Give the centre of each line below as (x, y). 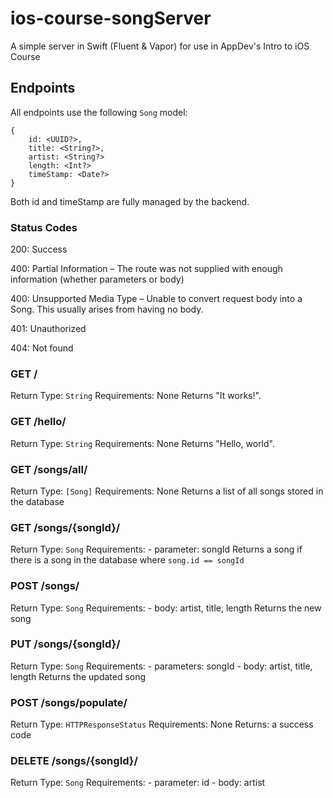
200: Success (39, 249)
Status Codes (44, 227)
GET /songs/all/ (49, 469)
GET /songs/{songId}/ (65, 527)
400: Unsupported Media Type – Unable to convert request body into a (156, 299)
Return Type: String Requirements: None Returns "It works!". (136, 396)
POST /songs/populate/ (69, 702)
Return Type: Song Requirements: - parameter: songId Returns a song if (156, 549)
